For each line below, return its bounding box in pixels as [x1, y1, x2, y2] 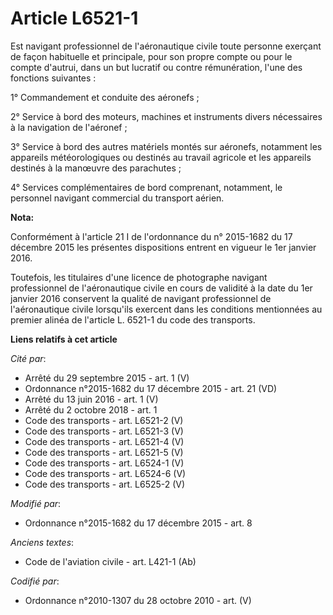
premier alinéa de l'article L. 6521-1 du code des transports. [10, 313, 256, 326]
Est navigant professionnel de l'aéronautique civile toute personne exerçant [10, 40, 322, 52]
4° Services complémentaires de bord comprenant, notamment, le [10, 181, 283, 193]
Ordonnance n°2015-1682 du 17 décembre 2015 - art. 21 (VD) [24, 382, 278, 394]
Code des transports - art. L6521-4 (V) [24, 435, 185, 447]
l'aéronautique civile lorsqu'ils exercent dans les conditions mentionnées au [10, 303, 323, 315]
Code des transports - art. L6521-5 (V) [24, 446, 184, 458]
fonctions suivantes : [10, 72, 97, 84]
